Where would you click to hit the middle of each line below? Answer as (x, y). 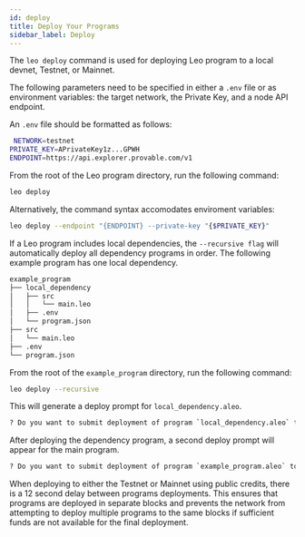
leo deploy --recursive (54, 389)
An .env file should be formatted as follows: (91, 124)
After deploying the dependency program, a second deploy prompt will (142, 440)
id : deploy (30, 18)
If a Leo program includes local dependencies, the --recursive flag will (144, 243)
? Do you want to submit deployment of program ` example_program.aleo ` (148, 467)
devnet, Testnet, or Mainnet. (62, 70)
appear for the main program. (64, 450)
